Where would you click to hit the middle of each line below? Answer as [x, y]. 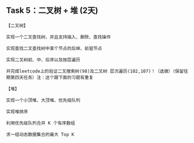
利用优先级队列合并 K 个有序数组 [40, 123]
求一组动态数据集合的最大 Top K [40, 134]
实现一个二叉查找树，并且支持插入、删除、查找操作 [59, 37]
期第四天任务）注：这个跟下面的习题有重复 [50, 77]
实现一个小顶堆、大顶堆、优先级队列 [43, 100]
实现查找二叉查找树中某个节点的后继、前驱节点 [54, 48]
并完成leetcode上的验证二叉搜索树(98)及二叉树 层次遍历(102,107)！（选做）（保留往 [97, 71]
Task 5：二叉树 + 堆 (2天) [52, 11]
